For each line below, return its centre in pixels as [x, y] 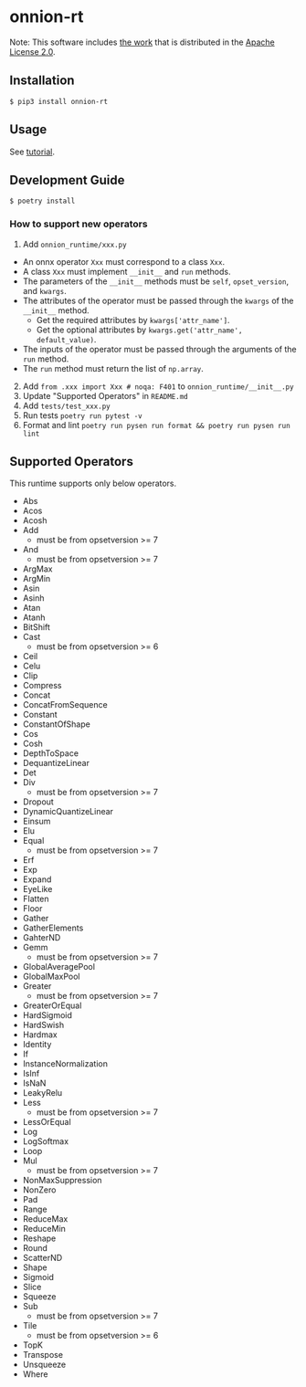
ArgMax [37, 569]
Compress [42, 686]
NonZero [39, 1190]
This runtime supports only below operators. [93, 483]
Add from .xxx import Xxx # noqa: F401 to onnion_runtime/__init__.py [158, 386]
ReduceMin [44, 1229]
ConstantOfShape [57, 724]
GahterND [42, 938]
